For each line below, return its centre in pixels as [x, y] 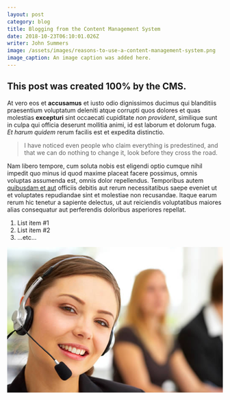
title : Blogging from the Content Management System [84, 29]
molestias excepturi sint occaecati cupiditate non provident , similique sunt [112, 117]
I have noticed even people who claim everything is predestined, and [121, 145]
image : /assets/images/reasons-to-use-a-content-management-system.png [111, 51]
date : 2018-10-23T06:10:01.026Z [53, 36]
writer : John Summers [38, 43]
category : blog [29, 22]
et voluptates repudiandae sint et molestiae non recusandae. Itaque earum [112, 195]
